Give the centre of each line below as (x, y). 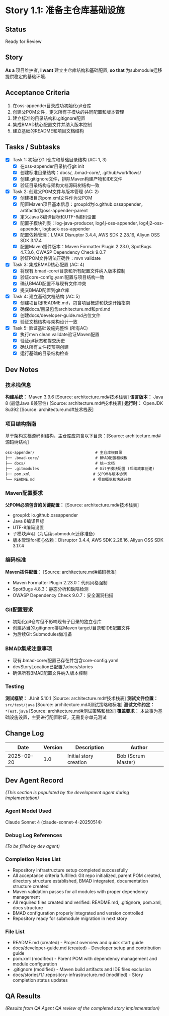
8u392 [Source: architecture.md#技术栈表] (50, 409)
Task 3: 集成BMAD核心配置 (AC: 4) (48, 265)
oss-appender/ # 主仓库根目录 (64, 453)
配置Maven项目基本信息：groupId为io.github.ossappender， (83, 204)
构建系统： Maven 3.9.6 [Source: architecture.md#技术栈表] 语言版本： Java (84, 397)
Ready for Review (23, 41)
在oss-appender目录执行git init (52, 166)
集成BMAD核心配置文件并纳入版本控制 (52, 124)
